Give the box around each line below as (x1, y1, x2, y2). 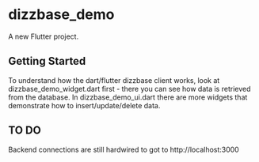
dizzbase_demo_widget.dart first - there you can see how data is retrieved (8, 84, 251, 93)
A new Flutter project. (8, 32, 79, 41)
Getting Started (8, 55, 86, 68)
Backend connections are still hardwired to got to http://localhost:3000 (8, 145, 239, 154)
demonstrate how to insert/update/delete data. (8, 100, 161, 110)
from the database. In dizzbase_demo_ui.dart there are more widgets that (8, 92, 248, 102)
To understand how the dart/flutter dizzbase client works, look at (8, 75, 220, 85)
